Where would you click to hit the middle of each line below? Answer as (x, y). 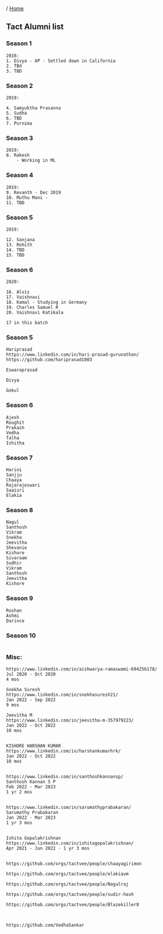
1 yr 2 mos (19, 792)
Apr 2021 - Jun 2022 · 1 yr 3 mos (48, 849)
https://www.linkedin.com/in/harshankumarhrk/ (63, 751)
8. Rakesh (18, 155)
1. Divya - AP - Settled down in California (61, 61)
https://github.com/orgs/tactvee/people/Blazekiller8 (73, 905)
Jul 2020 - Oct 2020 (31, 674)
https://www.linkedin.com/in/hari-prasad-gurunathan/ (73, 355)
